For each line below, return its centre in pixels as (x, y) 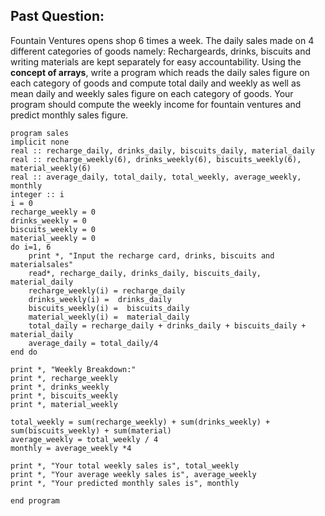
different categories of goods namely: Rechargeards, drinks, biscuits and (161, 51)
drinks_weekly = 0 (48, 220)
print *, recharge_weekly (64, 378)
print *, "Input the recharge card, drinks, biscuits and (151, 255)
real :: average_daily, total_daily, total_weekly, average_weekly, (156, 177)
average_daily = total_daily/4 (93, 343)
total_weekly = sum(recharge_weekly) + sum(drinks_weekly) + (140, 422)
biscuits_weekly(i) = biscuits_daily (109, 308)
